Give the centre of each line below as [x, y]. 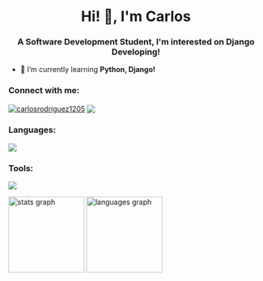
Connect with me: [44, 91]
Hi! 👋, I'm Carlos [136, 17]
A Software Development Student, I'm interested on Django [136, 42]
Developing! [136, 52]
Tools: [21, 168]
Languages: [32, 130]
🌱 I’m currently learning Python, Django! [88, 70]
